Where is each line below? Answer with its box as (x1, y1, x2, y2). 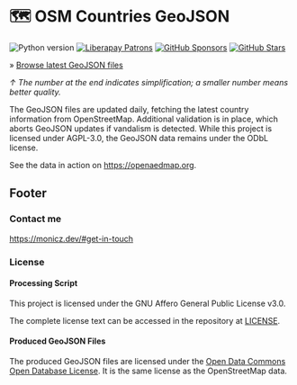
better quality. (9, 86, 61, 97)
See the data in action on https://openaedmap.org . (9, 159, 197, 170)
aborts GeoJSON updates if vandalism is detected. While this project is (9, 122, 273, 134)
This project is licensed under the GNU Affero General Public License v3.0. (9, 298, 286, 309)
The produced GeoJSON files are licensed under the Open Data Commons (9, 355, 286, 366)
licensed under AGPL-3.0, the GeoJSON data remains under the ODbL (9, 132, 268, 143)
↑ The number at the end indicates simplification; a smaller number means (9, 76, 289, 87)
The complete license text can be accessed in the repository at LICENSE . (9, 315, 281, 326)
